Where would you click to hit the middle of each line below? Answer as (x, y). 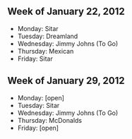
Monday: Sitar (38, 28)
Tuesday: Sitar (38, 105)
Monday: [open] (41, 97)
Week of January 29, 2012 (66, 81)
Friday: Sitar (35, 59)
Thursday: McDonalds (50, 120)
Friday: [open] (38, 128)
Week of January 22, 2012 (66, 12)
